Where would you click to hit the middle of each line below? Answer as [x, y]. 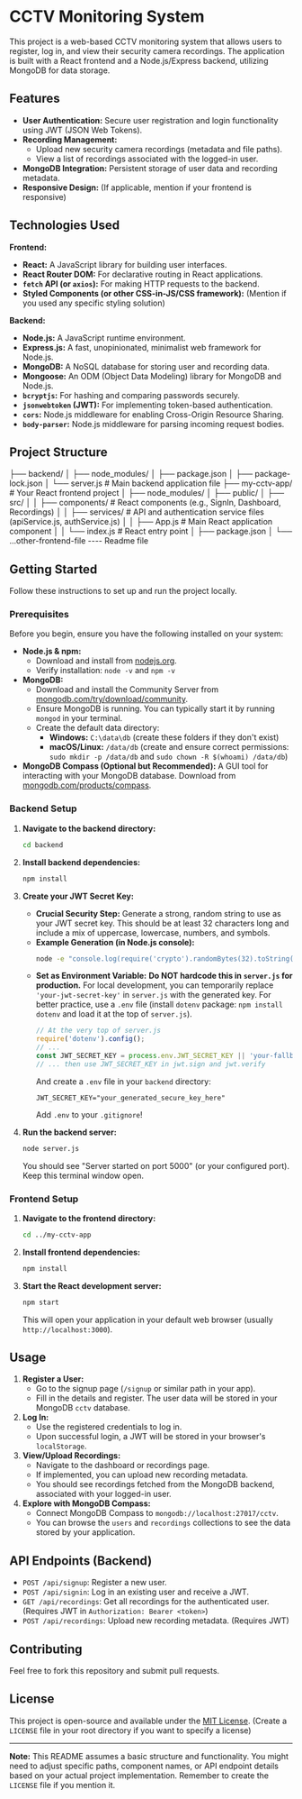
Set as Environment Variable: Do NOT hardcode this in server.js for [164, 976]
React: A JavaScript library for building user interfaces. [124, 264]
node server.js [51, 1148]
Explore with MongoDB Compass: [86, 1503]
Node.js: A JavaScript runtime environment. [104, 338]
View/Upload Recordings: [71, 1456]
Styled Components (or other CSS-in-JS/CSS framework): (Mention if [154, 293]
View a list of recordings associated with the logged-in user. [147, 159]
